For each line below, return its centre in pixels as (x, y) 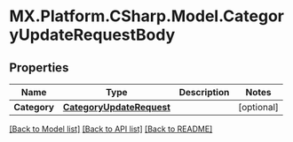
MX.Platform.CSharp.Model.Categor (146, 16)
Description (204, 92)
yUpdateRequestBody (92, 35)
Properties (39, 67)
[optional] (259, 107)
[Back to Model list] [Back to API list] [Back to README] (111, 129)
